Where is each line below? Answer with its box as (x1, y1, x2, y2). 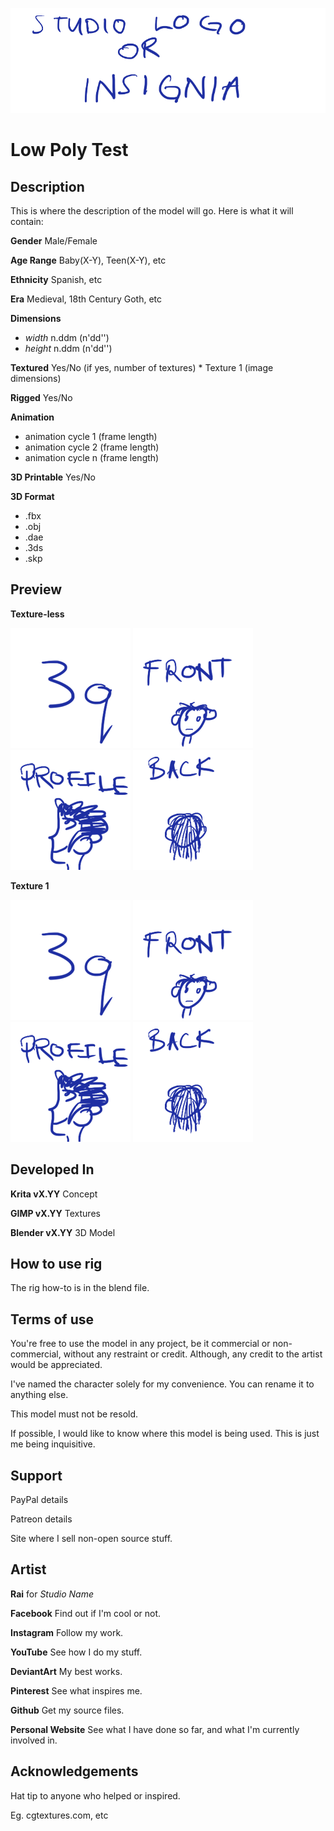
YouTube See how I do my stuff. (10, 1646, 143, 1658)
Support (10, 1467, 63, 1484)
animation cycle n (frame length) (24, 452, 160, 463)
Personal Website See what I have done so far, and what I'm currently (10, 1723, 300, 1735)
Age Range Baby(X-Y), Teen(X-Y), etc (10, 254, 167, 266)
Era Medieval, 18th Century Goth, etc (10, 293, 163, 305)
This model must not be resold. (10, 1408, 139, 1420)
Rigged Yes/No (10, 392, 73, 403)
